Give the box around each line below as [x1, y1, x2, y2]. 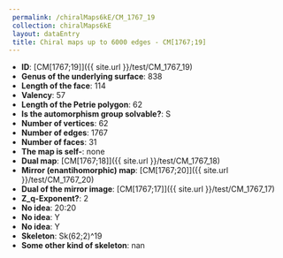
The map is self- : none [20, 147, 105, 157]
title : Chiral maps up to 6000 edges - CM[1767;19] [11, 37, 207, 47]
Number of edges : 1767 [20, 127, 108, 138]
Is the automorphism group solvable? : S [20, 109, 172, 119]
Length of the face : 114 [20, 80, 107, 91]
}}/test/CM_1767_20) [20, 174, 95, 186]
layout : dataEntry [11, 29, 80, 38]
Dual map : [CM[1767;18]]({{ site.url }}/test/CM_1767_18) [20, 156, 220, 166]
